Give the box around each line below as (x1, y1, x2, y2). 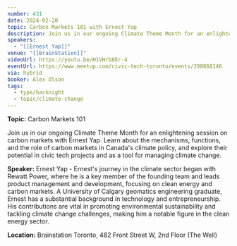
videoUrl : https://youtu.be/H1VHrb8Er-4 (7, 56, 128, 63)
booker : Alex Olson (7, 75, 65, 83)
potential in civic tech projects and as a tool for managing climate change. (7, 151, 222, 159)
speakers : (7, 37, 37, 44)
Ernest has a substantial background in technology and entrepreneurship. (7, 195, 221, 203)
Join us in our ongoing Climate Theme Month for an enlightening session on (7, 128, 228, 137)
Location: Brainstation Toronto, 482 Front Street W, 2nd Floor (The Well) (7, 230, 217, 239)
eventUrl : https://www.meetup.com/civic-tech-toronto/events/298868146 (7, 63, 222, 70)
